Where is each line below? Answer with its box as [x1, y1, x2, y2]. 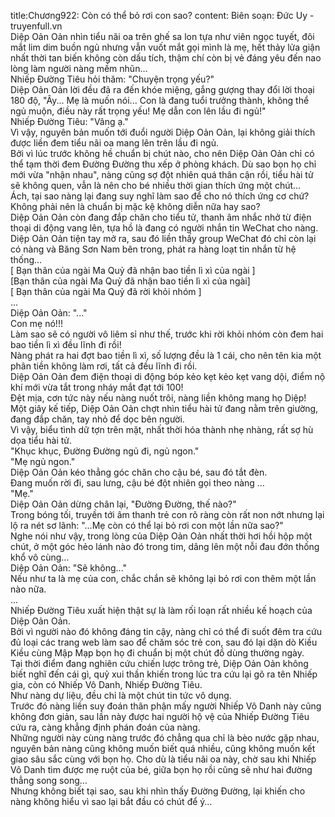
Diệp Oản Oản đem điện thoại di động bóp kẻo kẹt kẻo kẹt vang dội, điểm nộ [10, 371, 326, 382]
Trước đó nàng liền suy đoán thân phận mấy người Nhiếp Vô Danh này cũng [10, 700, 322, 712]
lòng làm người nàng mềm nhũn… [10, 63, 148, 74]
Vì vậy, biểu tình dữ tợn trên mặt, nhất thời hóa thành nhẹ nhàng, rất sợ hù [10, 424, 314, 435]
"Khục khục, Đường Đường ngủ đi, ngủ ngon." [10, 445, 200, 457]
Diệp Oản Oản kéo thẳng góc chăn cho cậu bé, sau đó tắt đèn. [10, 466, 268, 478]
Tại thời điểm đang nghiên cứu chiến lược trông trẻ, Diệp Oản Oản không [10, 658, 309, 669]
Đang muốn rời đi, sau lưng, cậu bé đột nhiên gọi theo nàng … [10, 477, 265, 489]
